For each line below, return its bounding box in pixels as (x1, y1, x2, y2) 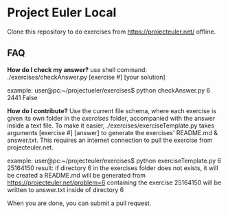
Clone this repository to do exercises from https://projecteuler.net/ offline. (7, 27, 216, 36)
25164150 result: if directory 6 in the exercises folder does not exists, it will (7, 163, 218, 172)
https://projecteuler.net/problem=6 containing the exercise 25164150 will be (7, 178, 222, 187)
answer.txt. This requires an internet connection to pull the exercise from (7, 136, 213, 144)
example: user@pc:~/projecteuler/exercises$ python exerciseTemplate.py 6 (7, 156, 222, 165)
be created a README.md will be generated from (7, 171, 146, 179)
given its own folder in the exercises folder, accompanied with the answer (7, 114, 216, 122)
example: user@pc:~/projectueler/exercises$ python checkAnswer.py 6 (7, 86, 211, 94)
